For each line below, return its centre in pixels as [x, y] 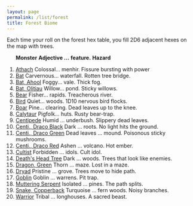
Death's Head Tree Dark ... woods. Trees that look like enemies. [94, 159]
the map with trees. [30, 46]
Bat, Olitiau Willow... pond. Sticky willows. [67, 89]
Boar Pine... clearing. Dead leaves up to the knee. [76, 108]
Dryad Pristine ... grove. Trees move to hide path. [76, 171]
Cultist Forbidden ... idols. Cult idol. [59, 152]
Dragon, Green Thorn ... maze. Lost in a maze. [72, 165]
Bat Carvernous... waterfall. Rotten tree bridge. [73, 76]
